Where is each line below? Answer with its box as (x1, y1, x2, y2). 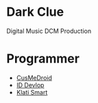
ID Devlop (16, 80, 45, 89)
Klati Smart (16, 88, 48, 96)
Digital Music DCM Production (6, 27, 92, 35)
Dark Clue (6, 4, 64, 20)
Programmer (6, 51, 80, 67)
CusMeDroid (16, 73, 52, 82)
